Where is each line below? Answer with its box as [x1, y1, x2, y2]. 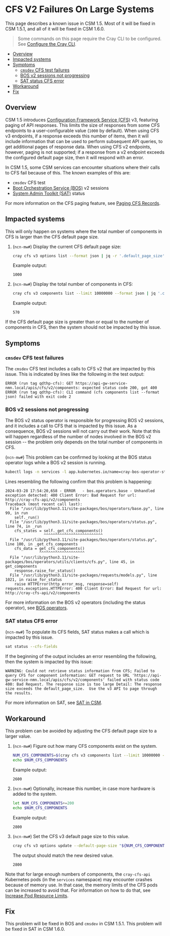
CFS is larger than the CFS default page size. [5, 233, 99, 239]
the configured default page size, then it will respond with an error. [5, 154, 144, 160]
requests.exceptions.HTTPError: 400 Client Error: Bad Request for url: [5, 586, 162, 592]
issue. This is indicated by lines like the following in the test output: [5, 371, 145, 377]
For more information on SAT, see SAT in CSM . [5, 700, 103, 706]
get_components [5, 564, 37, 569]
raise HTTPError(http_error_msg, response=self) [14, 582, 119, 587]
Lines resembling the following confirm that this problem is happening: [5, 478, 152, 485]
